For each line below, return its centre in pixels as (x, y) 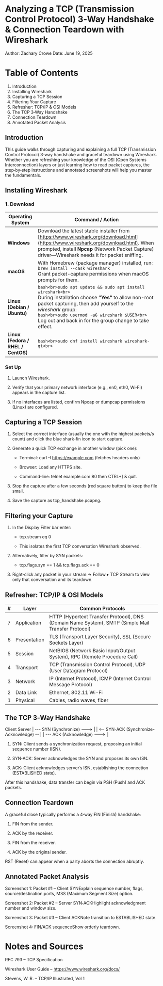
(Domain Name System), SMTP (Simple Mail (99, 623)
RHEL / (15, 347)
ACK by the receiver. (33, 833)
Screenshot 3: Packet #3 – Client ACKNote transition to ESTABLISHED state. (81, 917)
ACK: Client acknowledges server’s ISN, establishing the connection (80, 768)
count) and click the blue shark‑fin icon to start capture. (68, 439)
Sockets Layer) (66, 643)
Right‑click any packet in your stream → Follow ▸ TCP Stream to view (81, 574)
